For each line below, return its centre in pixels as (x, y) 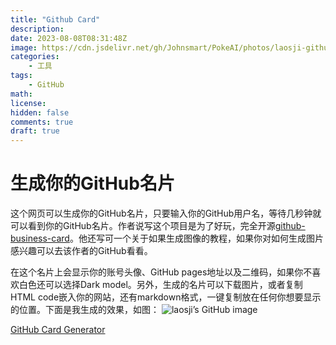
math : (21, 94)
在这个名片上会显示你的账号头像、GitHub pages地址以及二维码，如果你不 (161, 272)
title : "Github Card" (55, 19)
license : (28, 103)
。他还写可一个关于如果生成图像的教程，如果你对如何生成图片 (196, 238)
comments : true (42, 122)
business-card (40, 238)
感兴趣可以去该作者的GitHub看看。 (81, 251)
